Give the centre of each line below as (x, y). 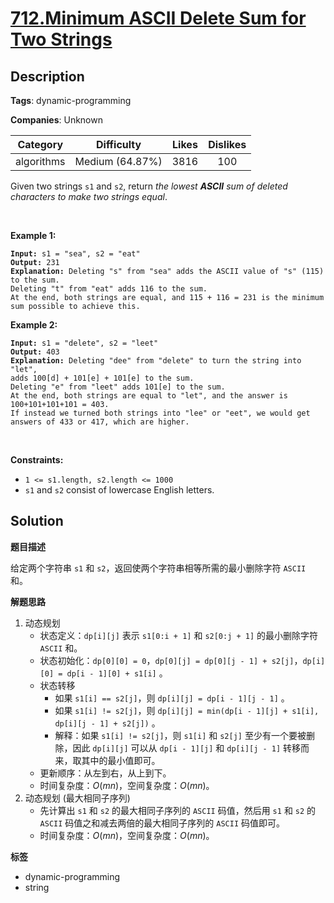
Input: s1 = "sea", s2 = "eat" (75, 254)
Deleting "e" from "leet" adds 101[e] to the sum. (118, 387)
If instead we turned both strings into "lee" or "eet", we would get (160, 413)
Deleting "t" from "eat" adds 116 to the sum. (109, 289)
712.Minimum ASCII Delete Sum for (158, 18)
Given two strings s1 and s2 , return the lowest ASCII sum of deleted (149, 186)
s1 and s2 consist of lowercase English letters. (119, 490)
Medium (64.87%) (118, 161)
